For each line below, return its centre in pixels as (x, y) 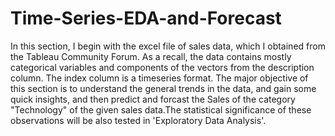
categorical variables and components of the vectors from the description (162, 67)
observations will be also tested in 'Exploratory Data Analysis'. (138, 120)
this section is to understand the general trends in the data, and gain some (163, 88)
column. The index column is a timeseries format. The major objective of (159, 78)
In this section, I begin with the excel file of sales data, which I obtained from (168, 46)
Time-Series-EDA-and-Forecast (146, 18)
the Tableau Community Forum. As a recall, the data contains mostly (151, 56)
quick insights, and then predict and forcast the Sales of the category (153, 99)
